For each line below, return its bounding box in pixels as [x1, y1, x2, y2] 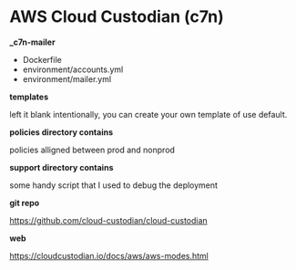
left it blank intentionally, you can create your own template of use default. [9, 109, 288, 119]
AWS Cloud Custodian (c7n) [9, 6, 225, 27]
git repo [9, 197, 40, 208]
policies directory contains [9, 126, 114, 138]
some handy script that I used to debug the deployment [9, 180, 219, 191]
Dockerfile [22, 54, 62, 65]
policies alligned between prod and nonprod [9, 144, 176, 155]
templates [9, 91, 49, 102]
